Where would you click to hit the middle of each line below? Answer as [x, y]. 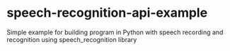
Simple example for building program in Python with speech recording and [115, 32]
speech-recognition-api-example [107, 13]
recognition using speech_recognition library [72, 39]
